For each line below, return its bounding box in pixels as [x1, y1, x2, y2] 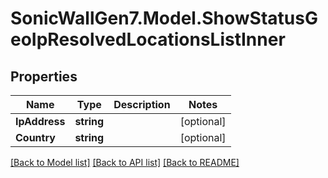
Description [113, 98, 171, 111]
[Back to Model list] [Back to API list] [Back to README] [10, 157, 240, 168]
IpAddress [15, 115, 66, 128]
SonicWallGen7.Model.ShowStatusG [10, 7, 318, 30]
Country [15, 131, 56, 144]
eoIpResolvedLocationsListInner [10, 28, 286, 51]
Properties [10, 68, 78, 85]
